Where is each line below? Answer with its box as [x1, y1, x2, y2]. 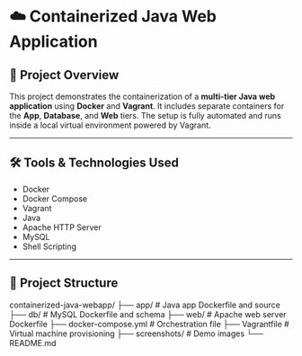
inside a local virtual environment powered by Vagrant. [9, 120, 211, 130]
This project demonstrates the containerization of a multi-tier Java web [9, 91, 276, 102]
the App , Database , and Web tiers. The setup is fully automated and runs [9, 111, 281, 120]
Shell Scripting [22, 241, 77, 252]
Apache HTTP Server [22, 221, 102, 233]
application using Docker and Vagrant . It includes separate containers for [9, 101, 285, 111]
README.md [9, 337, 57, 348]
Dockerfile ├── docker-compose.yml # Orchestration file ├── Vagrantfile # [9, 318, 289, 329]
